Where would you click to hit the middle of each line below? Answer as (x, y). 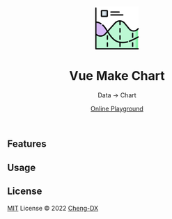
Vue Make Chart (117, 76)
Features (27, 144)
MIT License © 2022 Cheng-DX (53, 208)
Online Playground (117, 108)
